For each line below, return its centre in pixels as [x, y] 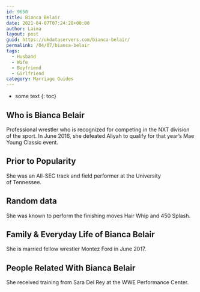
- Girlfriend [28, 73]
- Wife [20, 62]
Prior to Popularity [41, 161]
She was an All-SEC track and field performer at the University [83, 176]
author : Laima [24, 29]
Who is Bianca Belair [46, 115]
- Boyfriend [27, 68]
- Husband [24, 57]
